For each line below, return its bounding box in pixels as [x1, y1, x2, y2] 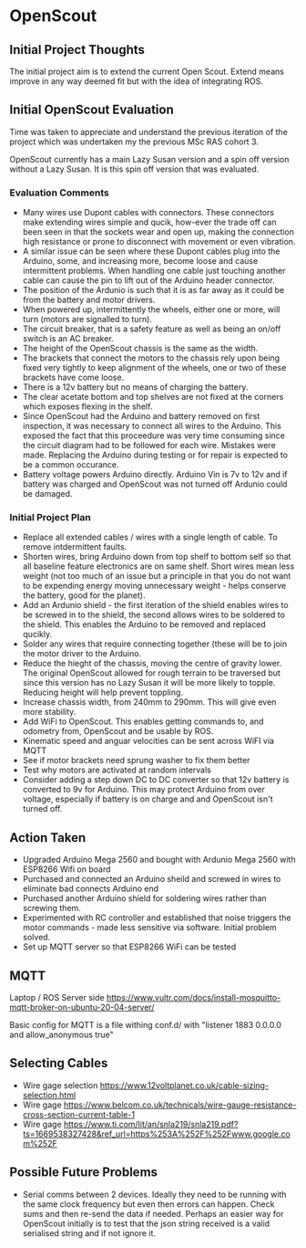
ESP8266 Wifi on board [22, 864, 111, 875]
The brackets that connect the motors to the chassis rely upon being [22, 352, 280, 363]
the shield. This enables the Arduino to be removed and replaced [22, 619, 266, 630]
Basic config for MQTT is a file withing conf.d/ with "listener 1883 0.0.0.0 [9, 1020, 282, 1031]
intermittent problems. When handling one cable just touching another [22, 266, 286, 277]
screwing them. [22, 903, 82, 914]
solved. [22, 932, 51, 943]
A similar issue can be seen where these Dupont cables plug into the [22, 246, 280, 257]
